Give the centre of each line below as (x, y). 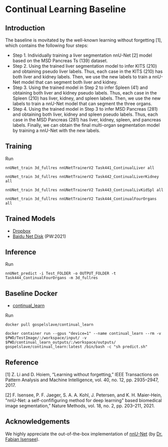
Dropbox (22, 231)
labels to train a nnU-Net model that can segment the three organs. (82, 104)
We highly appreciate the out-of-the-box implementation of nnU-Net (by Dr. (84, 434)
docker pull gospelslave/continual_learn (49, 325)
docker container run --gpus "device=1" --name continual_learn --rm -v (83, 334)
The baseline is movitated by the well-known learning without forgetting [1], (84, 40)
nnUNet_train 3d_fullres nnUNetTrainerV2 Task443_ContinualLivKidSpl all (85, 190)
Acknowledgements (38, 421)
